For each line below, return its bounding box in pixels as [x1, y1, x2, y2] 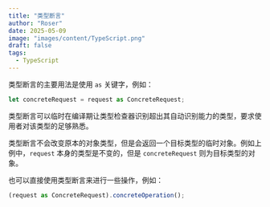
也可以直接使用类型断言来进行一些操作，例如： [8, 175, 163, 185]
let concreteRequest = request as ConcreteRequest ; [8, 95, 185, 103]
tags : [8, 49, 27, 57]
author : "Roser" [8, 19, 63, 27]
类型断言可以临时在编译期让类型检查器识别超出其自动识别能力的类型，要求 [8, 111, 255, 120]
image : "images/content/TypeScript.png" [8, 34, 146, 43]
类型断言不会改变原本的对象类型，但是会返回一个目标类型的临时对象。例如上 [8, 138, 262, 148]
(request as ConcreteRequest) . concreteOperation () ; [8, 191, 185, 199]
